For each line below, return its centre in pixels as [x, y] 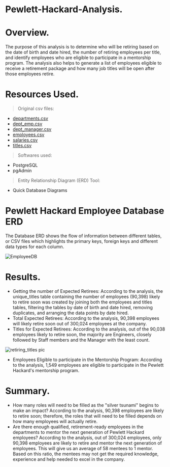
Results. [23, 277]
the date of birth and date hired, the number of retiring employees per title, [83, 52]
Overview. [27, 33]
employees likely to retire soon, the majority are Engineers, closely [82, 334]
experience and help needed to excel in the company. [69, 459]
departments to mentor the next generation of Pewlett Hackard [78, 432]
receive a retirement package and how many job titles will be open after [80, 68]
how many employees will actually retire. [55, 421]
